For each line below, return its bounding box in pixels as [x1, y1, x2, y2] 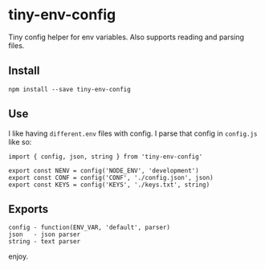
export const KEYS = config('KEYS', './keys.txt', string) [8, 181, 210, 189]
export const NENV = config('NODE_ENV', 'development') [8, 166, 199, 174]
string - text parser [8, 238, 81, 246]
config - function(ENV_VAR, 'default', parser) [8, 223, 171, 232]
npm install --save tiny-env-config [8, 85, 131, 93]
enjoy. [8, 251, 29, 262]
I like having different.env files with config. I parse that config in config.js [8, 128, 258, 138]
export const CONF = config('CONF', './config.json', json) [8, 173, 214, 181]
